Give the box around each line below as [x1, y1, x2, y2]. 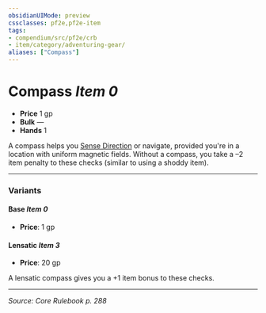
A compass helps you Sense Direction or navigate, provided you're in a [8, 140, 240, 151]
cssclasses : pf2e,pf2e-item [8, 19, 101, 27]
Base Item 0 [8, 204, 48, 214]
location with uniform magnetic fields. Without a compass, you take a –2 [8, 149, 244, 158]
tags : [8, 26, 26, 34]
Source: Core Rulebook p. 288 [8, 296, 107, 306]
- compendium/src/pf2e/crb [8, 33, 97, 42]
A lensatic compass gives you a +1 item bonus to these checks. [8, 273, 215, 283]
